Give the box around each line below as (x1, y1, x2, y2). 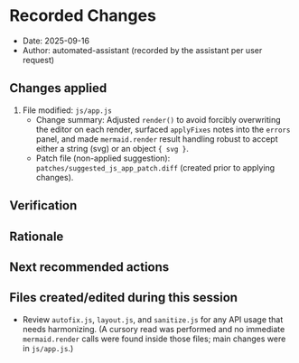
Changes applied (9, 80, 107, 96)
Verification (9, 198, 78, 213)
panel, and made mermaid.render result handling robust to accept (35, 133, 278, 144)
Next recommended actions (9, 259, 170, 275)
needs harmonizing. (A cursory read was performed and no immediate (22, 323, 285, 334)
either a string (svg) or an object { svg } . (35, 143, 190, 154)
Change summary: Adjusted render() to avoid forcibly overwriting (35, 114, 282, 125)
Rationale (9, 228, 64, 244)
